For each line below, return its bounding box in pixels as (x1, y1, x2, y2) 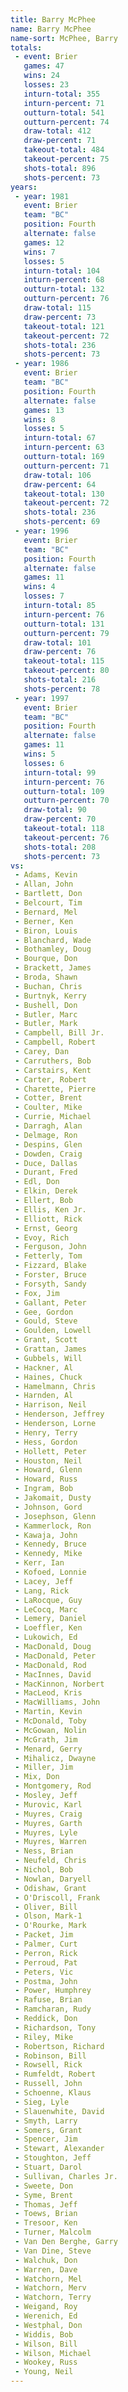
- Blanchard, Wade (14, 935, 92, 945)
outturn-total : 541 (23, 107, 105, 118)
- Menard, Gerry (14, 1744, 83, 1754)
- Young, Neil (14, 2367, 74, 2377)
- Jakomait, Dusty (14, 1493, 92, 1503)
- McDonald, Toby (14, 1716, 87, 1726)
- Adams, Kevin (14, 870, 78, 880)
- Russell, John (14, 2079, 83, 2089)
